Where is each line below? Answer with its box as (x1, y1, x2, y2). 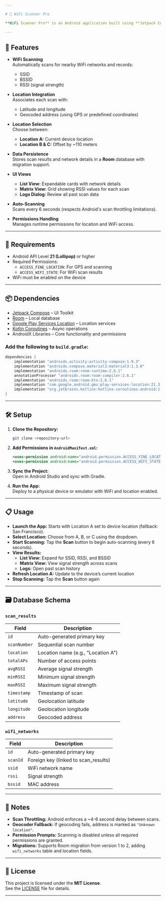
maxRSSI (7, 682, 26, 688)
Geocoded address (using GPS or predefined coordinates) (19, 112, 139, 118)
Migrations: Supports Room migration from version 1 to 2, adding (12, 842, 145, 849)
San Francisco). (12, 529, 44, 535)
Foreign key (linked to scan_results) (28, 757, 110, 763)
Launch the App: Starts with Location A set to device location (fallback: (12, 523, 158, 529)
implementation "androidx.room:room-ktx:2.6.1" (14, 378, 114, 383)
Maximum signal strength (38, 682, 97, 689)
